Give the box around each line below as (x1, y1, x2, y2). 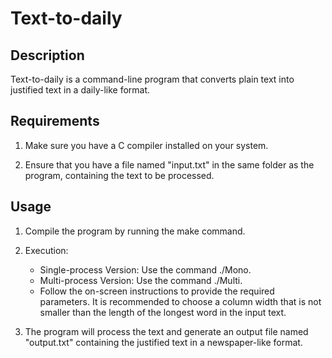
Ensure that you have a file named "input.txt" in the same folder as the (24, 158, 315, 171)
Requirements (10, 113, 100, 130)
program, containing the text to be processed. (24, 169, 215, 181)
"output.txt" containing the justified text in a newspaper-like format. (24, 336, 303, 348)
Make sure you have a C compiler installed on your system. (24, 139, 269, 151)
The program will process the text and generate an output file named (24, 325, 309, 337)
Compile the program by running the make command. (24, 225, 246, 237)
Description (10, 47, 85, 64)
